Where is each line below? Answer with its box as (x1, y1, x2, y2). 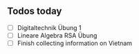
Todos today (7, 5, 62, 17)
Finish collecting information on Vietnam (17, 39, 133, 47)
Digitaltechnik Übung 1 (17, 23, 82, 31)
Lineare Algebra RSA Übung (17, 31, 98, 40)
